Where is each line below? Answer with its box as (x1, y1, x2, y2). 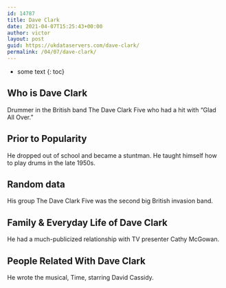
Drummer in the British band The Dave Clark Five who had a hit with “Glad (7, 105, 216, 114)
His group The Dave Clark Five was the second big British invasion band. (7, 197, 214, 205)
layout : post (7, 36, 45, 43)
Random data (7, 178, 65, 190)
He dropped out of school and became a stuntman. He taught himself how (7, 151, 218, 159)
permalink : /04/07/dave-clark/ (7, 49, 97, 56)
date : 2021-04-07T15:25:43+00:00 (7, 23, 103, 30)
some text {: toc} (16, 67, 65, 76)
